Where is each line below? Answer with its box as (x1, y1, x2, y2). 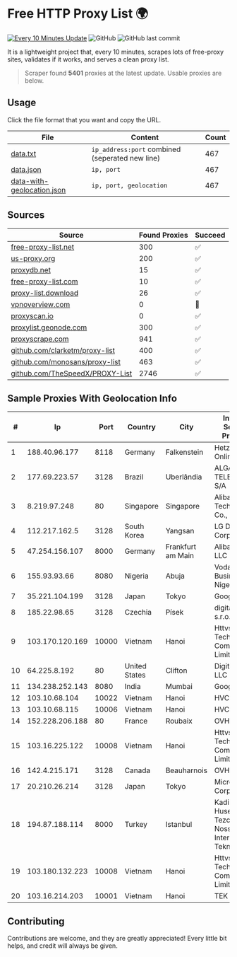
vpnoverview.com (11, 299, 71, 309)
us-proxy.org (11, 253, 56, 263)
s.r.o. (214, 612, 231, 622)
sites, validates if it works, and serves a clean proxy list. (7, 54, 169, 64)
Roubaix (165, 716, 193, 726)
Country (127, 422, 157, 432)
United (124, 661, 147, 671)
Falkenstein (165, 447, 204, 457)
